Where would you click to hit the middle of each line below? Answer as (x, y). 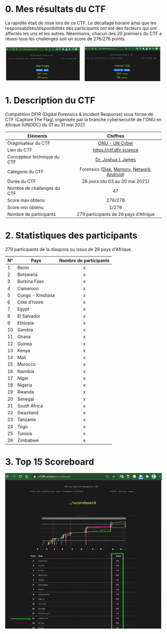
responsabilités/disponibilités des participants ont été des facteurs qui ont (81, 28)
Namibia (26, 371)
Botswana (27, 275)
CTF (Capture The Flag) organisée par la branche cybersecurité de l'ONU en (83, 120)
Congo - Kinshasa (36, 295)
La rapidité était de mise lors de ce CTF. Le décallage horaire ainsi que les (81, 23)
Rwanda (26, 392)
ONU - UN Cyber (116, 143)
